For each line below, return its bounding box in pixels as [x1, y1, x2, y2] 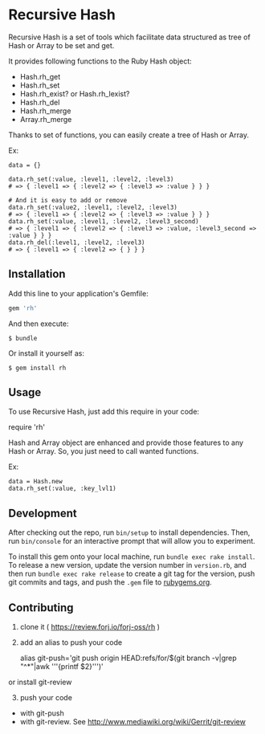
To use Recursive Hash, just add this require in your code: [8, 407, 199, 417]
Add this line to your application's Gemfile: [8, 288, 149, 298]
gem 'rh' [8, 304, 38, 312]
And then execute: [8, 319, 69, 328]
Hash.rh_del [19, 97, 60, 107]
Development [8, 506, 78, 520]
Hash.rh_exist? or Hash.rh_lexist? [19, 88, 130, 98]
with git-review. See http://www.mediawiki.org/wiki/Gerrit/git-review [19, 717, 247, 727]
